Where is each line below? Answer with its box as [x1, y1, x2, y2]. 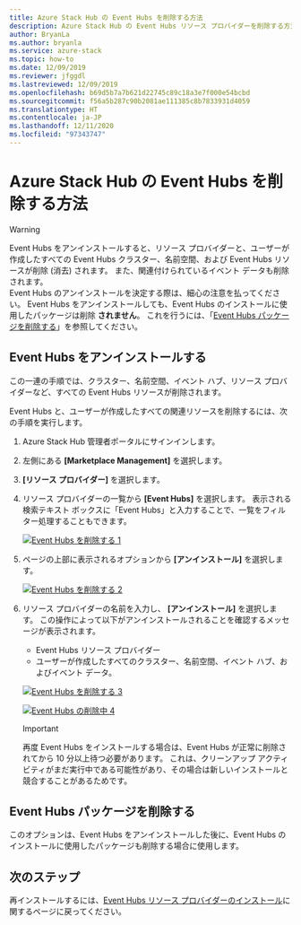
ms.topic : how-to [9, 55, 74, 64]
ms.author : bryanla [9, 38, 82, 48]
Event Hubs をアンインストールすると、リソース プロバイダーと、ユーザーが [9, 242, 289, 253]
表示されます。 [46, 625, 101, 636]
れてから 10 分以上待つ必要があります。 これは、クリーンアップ [21, 753, 256, 764]
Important [21, 723, 59, 734]
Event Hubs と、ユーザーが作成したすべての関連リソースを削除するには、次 [9, 406, 288, 416]
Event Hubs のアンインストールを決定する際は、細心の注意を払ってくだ [9, 287, 273, 298]
